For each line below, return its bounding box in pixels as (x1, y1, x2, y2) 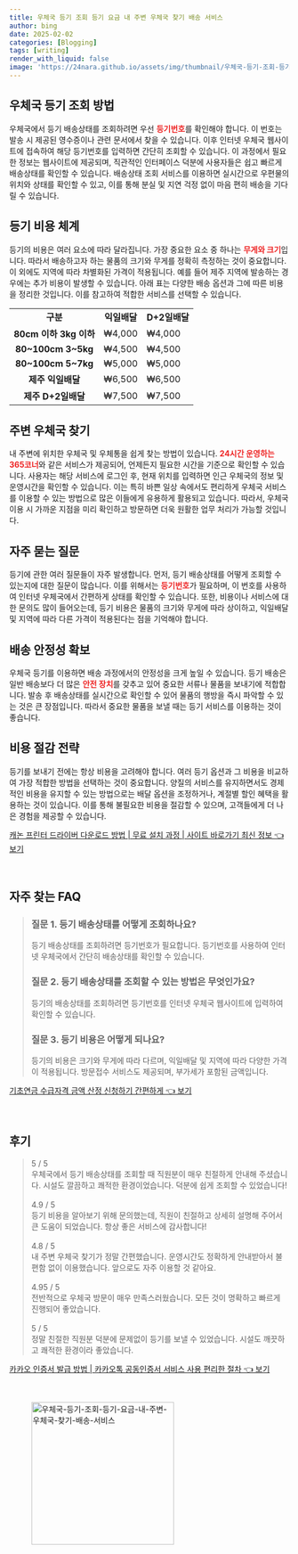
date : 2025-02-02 (9, 29, 74, 38)
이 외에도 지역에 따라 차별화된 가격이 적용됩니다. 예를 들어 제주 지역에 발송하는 (9, 266, 280, 277)
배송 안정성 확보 (9, 642, 91, 658)
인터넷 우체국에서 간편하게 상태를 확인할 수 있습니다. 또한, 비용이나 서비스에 (18, 592, 280, 602)
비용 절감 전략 (9, 740, 80, 756)
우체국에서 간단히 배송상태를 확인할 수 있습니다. (40, 951, 205, 962)
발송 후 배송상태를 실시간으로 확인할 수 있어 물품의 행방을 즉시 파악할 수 (28, 690, 275, 700)
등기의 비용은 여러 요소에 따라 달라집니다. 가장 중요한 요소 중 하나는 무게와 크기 (9, 244, 282, 255)
